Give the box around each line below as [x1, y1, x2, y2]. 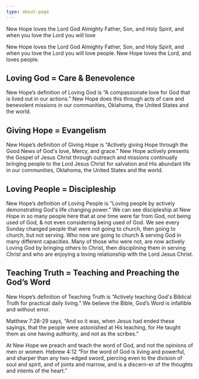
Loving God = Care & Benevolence [6, 73, 135, 84]
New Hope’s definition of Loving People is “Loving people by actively [6, 200, 175, 207]
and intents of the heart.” [6, 367, 67, 374]
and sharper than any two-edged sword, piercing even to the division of [6, 354, 183, 362]
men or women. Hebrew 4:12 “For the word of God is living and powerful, [6, 348, 186, 355]
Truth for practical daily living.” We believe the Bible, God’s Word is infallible [6, 299, 192, 307]
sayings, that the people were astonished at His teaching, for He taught [6, 323, 181, 331]
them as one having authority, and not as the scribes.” [6, 330, 139, 337]
